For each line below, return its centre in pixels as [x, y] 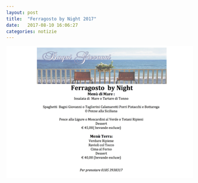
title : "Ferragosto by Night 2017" [51, 19]
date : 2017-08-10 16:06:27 [42, 25]
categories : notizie [32, 31]
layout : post [22, 12]
